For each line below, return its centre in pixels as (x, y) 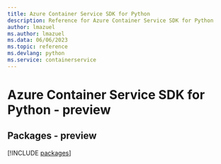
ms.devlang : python (36, 54)
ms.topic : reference (38, 47)
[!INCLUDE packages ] (39, 153)
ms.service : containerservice (52, 60)
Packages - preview (52, 136)
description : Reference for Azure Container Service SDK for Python (110, 20)
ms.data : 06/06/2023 (38, 40)
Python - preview (59, 110)
